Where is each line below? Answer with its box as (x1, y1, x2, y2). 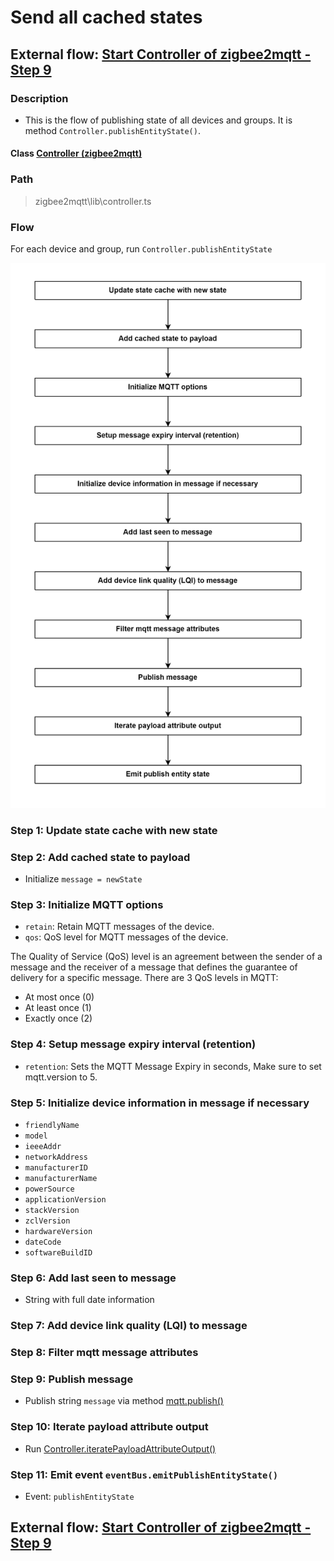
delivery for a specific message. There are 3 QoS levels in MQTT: (10, 972, 279, 984)
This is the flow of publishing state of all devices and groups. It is (24, 114, 293, 126)
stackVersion (24, 1205, 80, 1215)
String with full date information (24, 1294, 155, 1306)
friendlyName (24, 1120, 80, 1130)
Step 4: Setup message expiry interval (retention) (10, 1037, 257, 1051)
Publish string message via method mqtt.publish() (24, 1395, 224, 1407)
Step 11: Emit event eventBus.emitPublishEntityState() (10, 1467, 279, 1481)
